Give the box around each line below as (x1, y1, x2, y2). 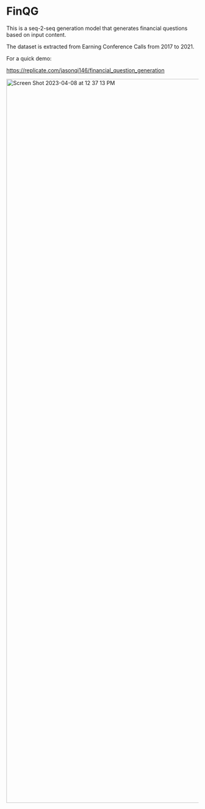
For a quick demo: (6, 54, 52, 62)
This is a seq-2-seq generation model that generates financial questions (6, 24, 188, 32)
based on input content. (6, 31, 67, 38)
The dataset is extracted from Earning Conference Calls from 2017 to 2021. (6, 43, 195, 50)
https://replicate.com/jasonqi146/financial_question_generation (6, 66, 165, 74)
